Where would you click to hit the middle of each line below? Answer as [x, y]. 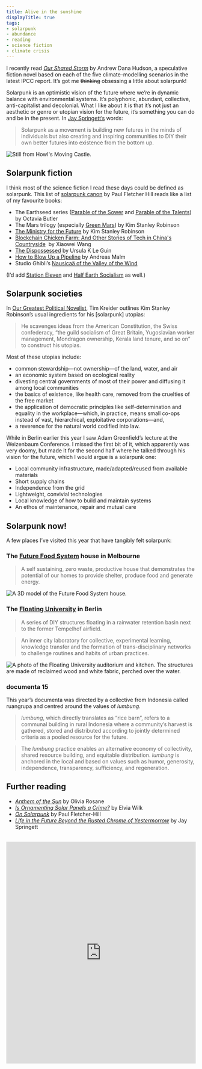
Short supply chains [40, 481]
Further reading [36, 787]
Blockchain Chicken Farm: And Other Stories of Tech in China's [93, 238]
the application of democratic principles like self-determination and [98, 407]
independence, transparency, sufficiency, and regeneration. [95, 768]
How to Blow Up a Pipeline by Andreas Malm [70, 257]
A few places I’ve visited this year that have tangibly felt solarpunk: [89, 541]
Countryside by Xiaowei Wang [53, 244]
